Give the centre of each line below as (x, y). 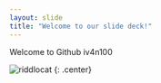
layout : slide (36, 18)
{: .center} (73, 69)
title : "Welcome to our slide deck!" (81, 26)
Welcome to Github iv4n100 (61, 51)
